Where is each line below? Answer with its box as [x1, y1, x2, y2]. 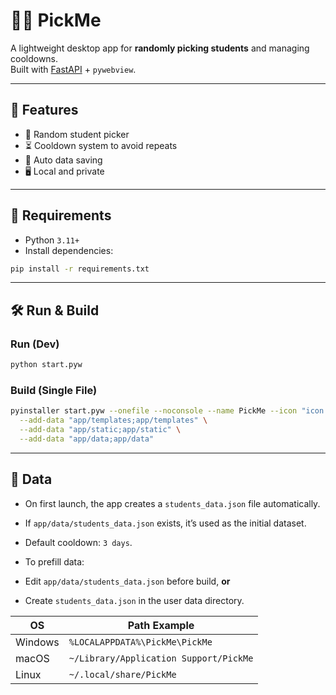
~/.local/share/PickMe [68, 669, 177, 680]
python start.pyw [10, 360, 83, 370]
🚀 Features [10, 102, 79, 119]
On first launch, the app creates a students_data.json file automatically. [24, 497, 321, 509]
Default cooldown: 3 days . [24, 536, 133, 548]
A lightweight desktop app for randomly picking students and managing [10, 42, 310, 54]
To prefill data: [24, 555, 85, 568]
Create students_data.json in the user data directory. [24, 594, 245, 606]
